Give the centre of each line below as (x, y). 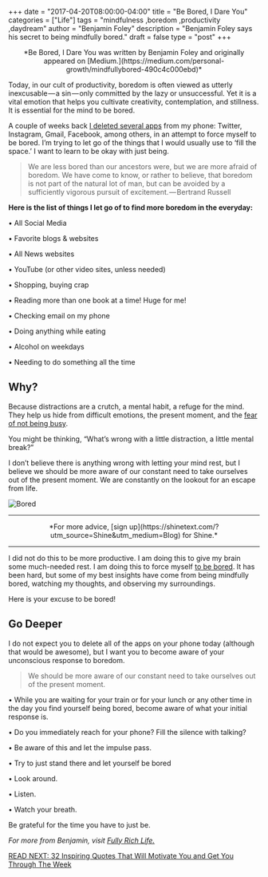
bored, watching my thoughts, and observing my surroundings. (112, 583)
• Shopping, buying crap (49, 285)
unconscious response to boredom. (67, 660)
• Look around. (33, 778)
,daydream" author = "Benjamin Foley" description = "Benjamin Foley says (130, 28)
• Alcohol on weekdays (47, 347)
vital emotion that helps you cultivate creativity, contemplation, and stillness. (134, 102)
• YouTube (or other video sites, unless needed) (87, 269)
